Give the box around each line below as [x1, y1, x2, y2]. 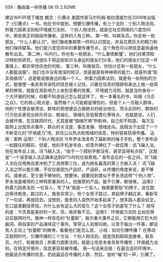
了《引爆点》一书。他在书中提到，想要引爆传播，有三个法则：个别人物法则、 [5, 21, 158, 26]
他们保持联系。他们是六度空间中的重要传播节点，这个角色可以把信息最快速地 [5, 45, 158, 51]
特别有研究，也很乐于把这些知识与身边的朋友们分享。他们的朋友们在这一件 [9, 57, 158, 63]
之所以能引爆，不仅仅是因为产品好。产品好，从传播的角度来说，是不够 [13, 167, 154, 172]
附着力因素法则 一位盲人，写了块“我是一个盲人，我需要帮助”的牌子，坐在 [5, 185, 150, 191]
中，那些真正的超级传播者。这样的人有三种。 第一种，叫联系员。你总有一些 [5, 33, 155, 38]
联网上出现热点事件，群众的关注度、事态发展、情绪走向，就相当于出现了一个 [5, 124, 158, 130]
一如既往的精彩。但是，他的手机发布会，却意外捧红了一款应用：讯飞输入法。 [5, 142, 158, 148]
